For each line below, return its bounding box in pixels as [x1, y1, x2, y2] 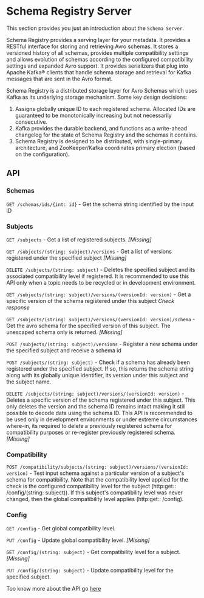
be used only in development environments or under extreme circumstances [6, 416, 197, 423]
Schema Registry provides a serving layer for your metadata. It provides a [6, 36, 191, 43]
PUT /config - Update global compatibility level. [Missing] [6, 536, 150, 544]
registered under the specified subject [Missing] [6, 254, 127, 262]
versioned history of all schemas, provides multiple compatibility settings [6, 49, 189, 56]
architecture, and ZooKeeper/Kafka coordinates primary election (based [15, 144, 195, 151]
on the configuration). [15, 151, 70, 158]
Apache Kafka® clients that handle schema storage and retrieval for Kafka [6, 68, 191, 76]
